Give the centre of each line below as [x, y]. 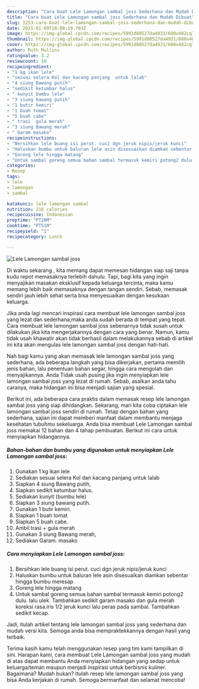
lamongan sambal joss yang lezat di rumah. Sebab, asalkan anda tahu [92, 381]
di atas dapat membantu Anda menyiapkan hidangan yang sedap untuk [93, 661]
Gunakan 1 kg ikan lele [43, 471]
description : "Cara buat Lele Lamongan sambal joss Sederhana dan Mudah [98, 12]
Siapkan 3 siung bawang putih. [53, 503]
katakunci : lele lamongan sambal [48, 204]
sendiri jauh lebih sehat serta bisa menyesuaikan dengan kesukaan [88, 295]
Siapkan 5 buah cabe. [42, 522]
